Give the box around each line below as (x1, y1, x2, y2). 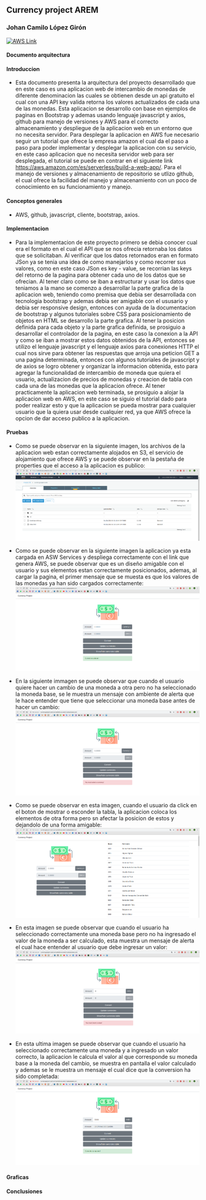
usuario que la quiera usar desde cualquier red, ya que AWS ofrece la (15, 408, 191, 415)
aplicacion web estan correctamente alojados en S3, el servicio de (15, 449, 184, 456)
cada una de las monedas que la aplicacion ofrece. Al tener (15, 382, 166, 389)
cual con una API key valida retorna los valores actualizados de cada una (15, 98, 200, 106)
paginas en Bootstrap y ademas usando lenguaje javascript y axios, (15, 112, 186, 119)
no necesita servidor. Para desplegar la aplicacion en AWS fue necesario (15, 131, 199, 139)
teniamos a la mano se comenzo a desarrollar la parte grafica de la (15, 284, 184, 291)
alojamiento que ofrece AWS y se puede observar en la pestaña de (15, 455, 185, 463)
